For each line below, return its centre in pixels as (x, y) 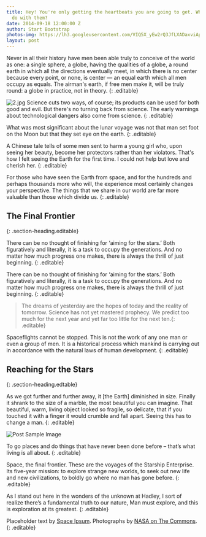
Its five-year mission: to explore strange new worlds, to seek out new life (98, 471)
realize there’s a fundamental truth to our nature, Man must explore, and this (102, 502)
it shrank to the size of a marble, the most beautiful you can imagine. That (100, 403)
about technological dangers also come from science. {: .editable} (90, 115)
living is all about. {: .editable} (44, 452)
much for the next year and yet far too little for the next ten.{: (98, 319)
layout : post (23, 41)
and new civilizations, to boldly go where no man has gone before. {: (93, 477)
